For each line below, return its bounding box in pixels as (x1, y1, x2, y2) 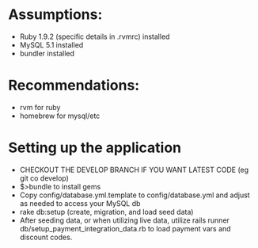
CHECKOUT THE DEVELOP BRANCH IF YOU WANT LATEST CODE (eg (19, 165, 249, 174)
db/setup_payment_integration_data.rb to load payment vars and (19, 223, 231, 233)
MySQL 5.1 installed (19, 40, 84, 49)
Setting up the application (8, 139, 182, 157)
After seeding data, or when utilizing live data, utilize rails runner (19, 216, 230, 225)
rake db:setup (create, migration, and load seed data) (19, 207, 194, 216)
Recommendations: (8, 77, 140, 94)
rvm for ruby (19, 102, 61, 112)
